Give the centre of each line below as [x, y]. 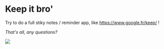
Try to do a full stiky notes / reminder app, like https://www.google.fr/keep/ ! [82, 23]
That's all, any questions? [31, 32]
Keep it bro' [29, 9]
